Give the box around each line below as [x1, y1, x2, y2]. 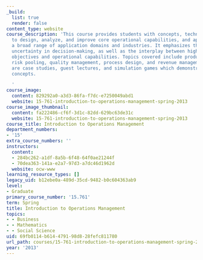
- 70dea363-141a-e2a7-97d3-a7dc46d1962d [11, 160, 115, 166]
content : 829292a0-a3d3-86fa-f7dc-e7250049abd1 [11, 93, 134, 99]
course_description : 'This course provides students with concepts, [6, 31, 182, 37]
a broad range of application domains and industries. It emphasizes [11, 43, 190, 49]
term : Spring [6, 200, 39, 206]
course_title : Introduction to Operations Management [6, 121, 145, 127]
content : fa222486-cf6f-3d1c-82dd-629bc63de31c [11, 109, 134, 115]
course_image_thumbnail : [6, 104, 69, 110]
